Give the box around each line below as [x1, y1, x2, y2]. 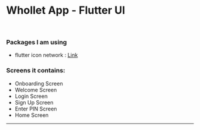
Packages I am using [6, 38, 67, 46]
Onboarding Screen [14, 80, 64, 87]
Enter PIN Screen [14, 105, 58, 112]
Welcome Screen [14, 86, 57, 93]
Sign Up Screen [14, 99, 54, 106]
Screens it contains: [6, 66, 65, 75]
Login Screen [14, 93, 48, 100]
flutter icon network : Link [14, 52, 79, 59]
